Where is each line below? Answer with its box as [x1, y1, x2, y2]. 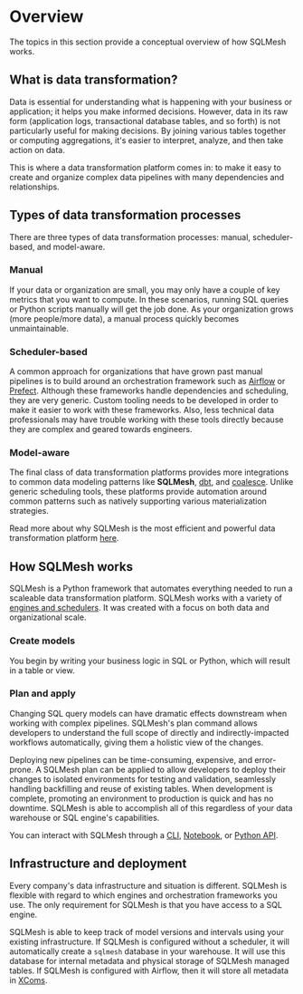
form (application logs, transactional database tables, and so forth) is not [9, 115, 280, 126]
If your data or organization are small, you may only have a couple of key [9, 284, 280, 295]
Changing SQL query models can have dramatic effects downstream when [9, 708, 288, 719]
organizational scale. [9, 612, 87, 622]
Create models [9, 634, 75, 647]
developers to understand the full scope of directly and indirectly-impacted [9, 727, 289, 738]
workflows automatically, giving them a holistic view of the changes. [9, 737, 264, 748]
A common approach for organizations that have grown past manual [9, 366, 263, 377]
